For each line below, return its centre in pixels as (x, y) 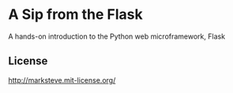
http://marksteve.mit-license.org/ (62, 80)
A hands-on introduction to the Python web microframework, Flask (117, 36)
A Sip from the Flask (76, 15)
